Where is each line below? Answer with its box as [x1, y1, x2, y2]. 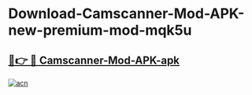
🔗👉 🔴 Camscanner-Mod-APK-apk [8, 53, 180, 67]
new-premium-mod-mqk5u [8, 21, 192, 39]
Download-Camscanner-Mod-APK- [8, 5, 245, 23]
